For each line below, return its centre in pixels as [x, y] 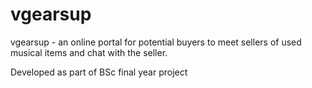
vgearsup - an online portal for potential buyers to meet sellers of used [156, 42]
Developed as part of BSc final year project [99, 72]
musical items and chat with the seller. [89, 52]
